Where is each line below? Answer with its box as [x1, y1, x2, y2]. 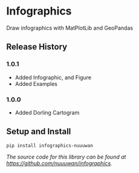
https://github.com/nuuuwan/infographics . [6, 159, 113, 167]
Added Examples [15, 80, 57, 87]
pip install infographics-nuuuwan [6, 142, 94, 149]
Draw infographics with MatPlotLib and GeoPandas [6, 24, 134, 31]
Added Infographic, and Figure [15, 74, 92, 81]
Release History [6, 42, 68, 52]
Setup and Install [6, 126, 71, 137]
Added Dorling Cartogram [15, 109, 80, 116]
